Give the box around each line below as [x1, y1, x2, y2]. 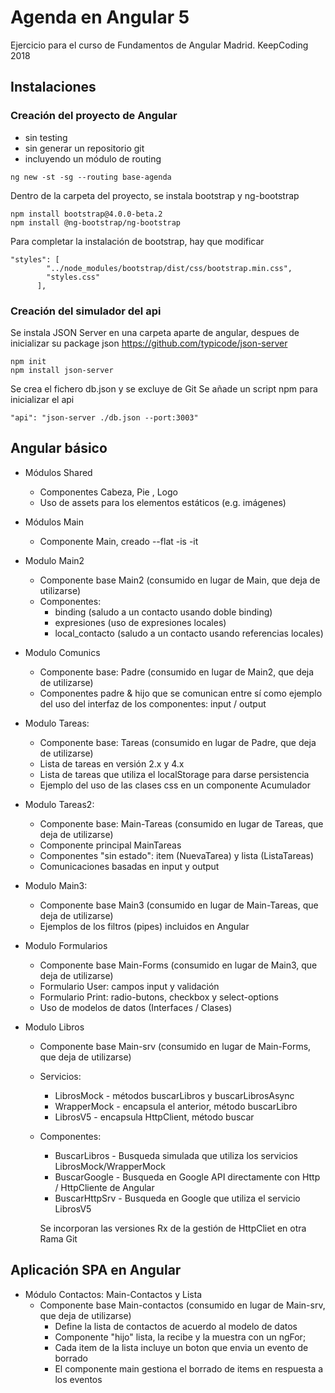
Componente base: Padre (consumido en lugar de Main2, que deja [39, 666, 315, 678]
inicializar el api [10, 393, 75, 405]
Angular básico [10, 440, 108, 457]
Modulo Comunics [24, 646, 101, 658]
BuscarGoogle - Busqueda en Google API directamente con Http [54, 1171, 321, 1183]
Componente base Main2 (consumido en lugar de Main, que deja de [39, 574, 321, 586]
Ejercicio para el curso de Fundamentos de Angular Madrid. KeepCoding [10, 39, 309, 51]
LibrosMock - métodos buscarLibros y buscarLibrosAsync [54, 1089, 295, 1101]
